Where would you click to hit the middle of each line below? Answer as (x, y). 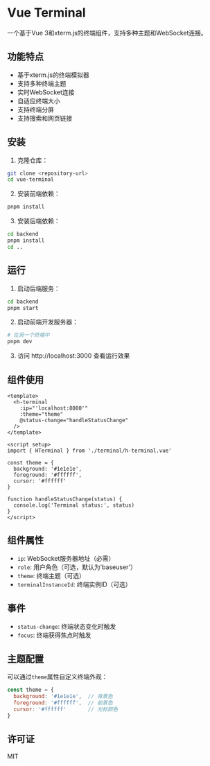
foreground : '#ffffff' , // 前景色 (63, 703)
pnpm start (23, 308)
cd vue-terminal (30, 180)
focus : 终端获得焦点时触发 (54, 635)
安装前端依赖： (38, 194)
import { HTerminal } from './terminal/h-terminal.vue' (89, 451)
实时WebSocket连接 (46, 92)
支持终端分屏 (35, 110)
